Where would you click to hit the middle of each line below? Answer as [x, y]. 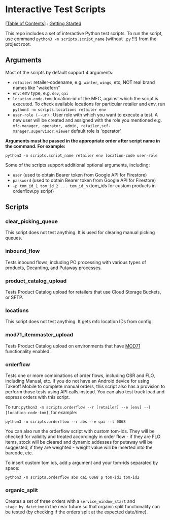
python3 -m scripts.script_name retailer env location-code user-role [81, 155]
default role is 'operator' [96, 131]
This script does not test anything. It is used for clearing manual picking [80, 233]
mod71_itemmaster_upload [39, 335]
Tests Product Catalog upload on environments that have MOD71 [73, 346]
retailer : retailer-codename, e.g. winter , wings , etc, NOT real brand [84, 82]
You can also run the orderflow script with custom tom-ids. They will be [80, 431]
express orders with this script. [38, 397]
